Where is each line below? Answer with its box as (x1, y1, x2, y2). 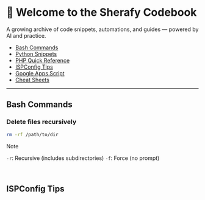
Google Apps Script (15, 69, 65, 77)
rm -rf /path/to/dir (6, 131, 59, 137)
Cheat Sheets (15, 76, 50, 83)
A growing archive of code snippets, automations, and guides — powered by (6, 26, 199, 33)
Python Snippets (15, 50, 57, 57)
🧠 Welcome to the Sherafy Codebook (6, 5, 197, 19)
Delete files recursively (6, 118, 77, 126)
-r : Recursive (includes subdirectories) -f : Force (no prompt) (6, 154, 160, 162)
